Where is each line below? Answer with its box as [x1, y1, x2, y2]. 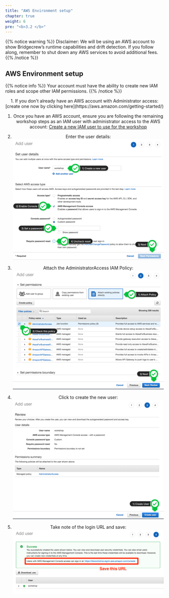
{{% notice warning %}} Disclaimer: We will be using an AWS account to [5, 38, 155, 45]
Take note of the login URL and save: [50, 524, 127, 530]
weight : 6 [5, 19, 26, 24]
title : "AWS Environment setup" [5, 8, 73, 13]
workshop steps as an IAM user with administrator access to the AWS [16, 119, 160, 125]
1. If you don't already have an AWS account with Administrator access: [11, 98, 158, 104]
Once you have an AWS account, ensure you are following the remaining [13, 113, 163, 119]
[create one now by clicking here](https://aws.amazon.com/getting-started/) [5, 104, 164, 110]
